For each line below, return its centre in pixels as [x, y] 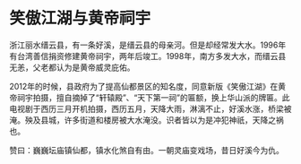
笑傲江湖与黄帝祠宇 [80, 18]
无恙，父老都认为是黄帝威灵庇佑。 [72, 67]
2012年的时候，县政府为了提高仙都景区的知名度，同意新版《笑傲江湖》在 [144, 86]
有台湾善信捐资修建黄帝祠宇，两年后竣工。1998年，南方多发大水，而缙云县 [148, 56]
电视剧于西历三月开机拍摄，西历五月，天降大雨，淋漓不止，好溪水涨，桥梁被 [150, 108]
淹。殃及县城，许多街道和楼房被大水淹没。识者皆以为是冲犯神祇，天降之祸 [146, 120]
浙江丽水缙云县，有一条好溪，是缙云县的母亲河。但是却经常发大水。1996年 [148, 45]
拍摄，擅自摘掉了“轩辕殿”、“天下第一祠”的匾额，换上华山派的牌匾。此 [161, 97]
